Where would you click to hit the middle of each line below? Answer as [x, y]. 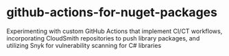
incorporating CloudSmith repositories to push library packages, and [103, 38]
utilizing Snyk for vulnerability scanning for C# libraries [84, 45]
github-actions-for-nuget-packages [112, 12]
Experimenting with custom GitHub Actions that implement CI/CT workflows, [114, 31]
